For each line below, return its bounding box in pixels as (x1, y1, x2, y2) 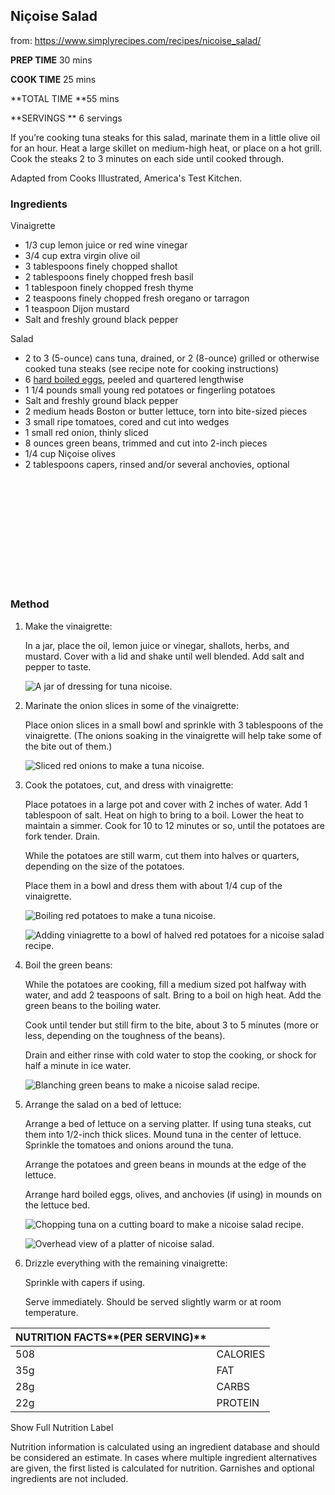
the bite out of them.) (24, 740, 113, 752)
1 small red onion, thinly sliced (24, 427, 149, 439)
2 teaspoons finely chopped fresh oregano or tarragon (24, 292, 250, 304)
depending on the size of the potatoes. (24, 860, 185, 872)
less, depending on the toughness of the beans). (24, 1029, 226, 1041)
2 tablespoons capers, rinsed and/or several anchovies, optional (24, 459, 290, 471)
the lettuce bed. (24, 1199, 91, 1211)
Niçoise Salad (10, 8, 98, 25)
